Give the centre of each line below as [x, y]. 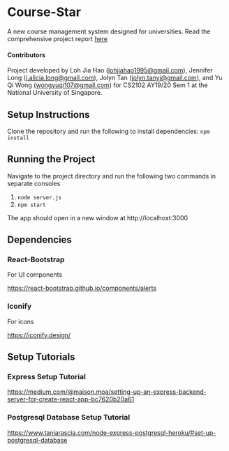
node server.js [39, 197]
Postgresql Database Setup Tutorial [69, 418]
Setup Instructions [49, 115]
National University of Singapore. [55, 93]
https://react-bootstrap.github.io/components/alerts [82, 288]
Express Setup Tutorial [46, 377]
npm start [32, 205]
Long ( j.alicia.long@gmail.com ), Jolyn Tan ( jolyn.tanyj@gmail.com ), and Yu [115, 78]
